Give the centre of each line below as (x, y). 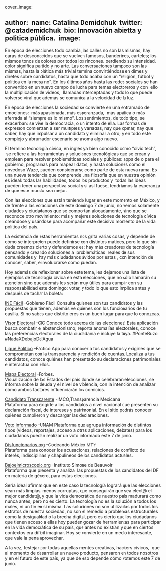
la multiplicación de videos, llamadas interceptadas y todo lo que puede (79, 92)
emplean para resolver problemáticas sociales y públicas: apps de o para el (82, 159)
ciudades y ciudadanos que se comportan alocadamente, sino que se (76, 211)
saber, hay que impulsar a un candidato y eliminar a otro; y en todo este (78, 133)
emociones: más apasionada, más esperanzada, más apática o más (75, 112)
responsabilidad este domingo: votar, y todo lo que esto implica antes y (78, 288)
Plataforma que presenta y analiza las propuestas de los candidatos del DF (82, 470)
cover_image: (19, 7)
